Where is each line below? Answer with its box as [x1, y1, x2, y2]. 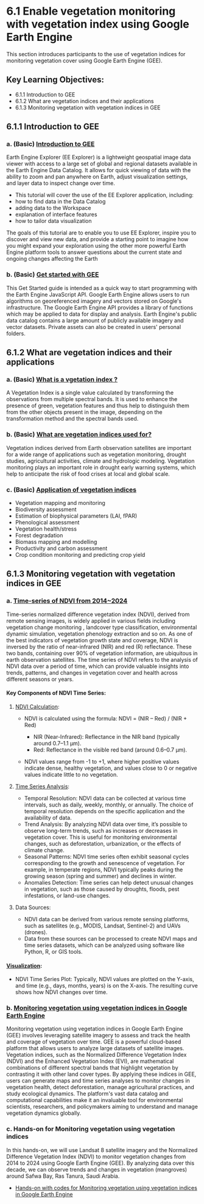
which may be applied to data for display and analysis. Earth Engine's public [6, 310, 197, 317]
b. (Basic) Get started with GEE [6, 270, 99, 279]
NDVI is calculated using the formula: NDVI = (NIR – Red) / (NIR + [24, 714, 188, 722]
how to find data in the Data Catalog [15, 198, 106, 205]
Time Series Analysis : [15, 783, 70, 790]
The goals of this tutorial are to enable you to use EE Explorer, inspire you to [6, 229, 197, 236]
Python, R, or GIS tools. [24, 948, 83, 955]
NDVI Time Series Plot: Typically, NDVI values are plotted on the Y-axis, [15, 976, 195, 983]
